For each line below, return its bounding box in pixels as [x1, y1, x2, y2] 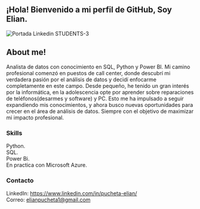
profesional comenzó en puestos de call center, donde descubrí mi [6, 69, 171, 76]
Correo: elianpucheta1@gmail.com [6, 196, 91, 204]
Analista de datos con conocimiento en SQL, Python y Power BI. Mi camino [6, 63, 190, 70]
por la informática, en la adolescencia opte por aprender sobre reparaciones [6, 88, 194, 96]
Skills [6, 128, 23, 137]
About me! [6, 47, 47, 57]
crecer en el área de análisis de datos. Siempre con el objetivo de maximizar [6, 107, 194, 115]
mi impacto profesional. [6, 113, 64, 121]
